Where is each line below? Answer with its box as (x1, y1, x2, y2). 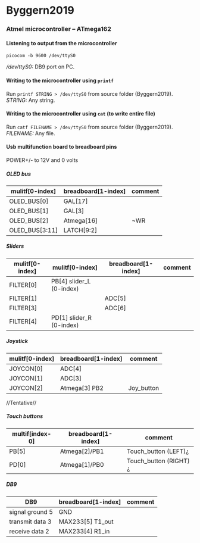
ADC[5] (104, 294, 126, 302)
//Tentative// (6, 399, 37, 406)
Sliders (6, 242, 24, 250)
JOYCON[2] (9, 383, 43, 392)
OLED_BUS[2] (9, 216, 49, 224)
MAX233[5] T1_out (58, 517, 114, 526)
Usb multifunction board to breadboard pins (6, 143, 117, 151)
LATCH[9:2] (63, 226, 97, 234)
